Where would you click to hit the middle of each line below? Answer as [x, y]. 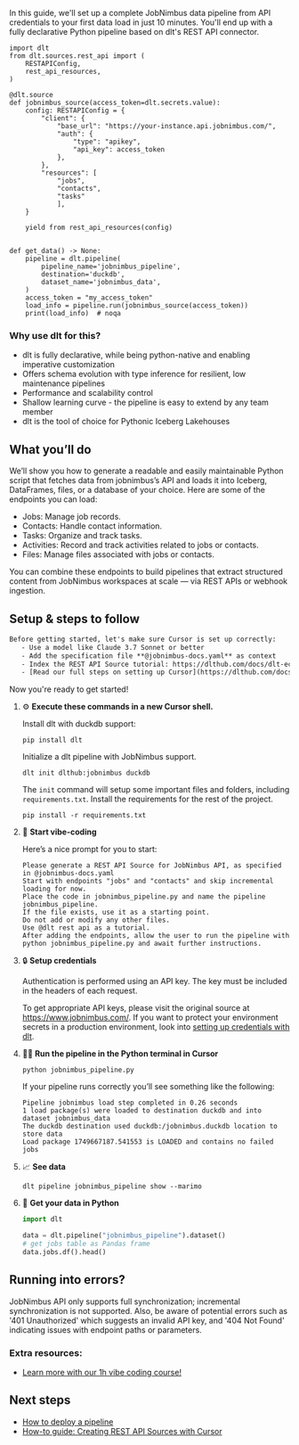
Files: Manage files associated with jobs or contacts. [118, 554]
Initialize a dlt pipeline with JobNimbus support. [109, 757]
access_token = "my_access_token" [89, 298]
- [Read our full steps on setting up [93, 672]
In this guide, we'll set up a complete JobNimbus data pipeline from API [140, 13]
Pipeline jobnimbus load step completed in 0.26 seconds [130, 1103]
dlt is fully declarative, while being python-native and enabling [136, 355]
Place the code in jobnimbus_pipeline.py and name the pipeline [144, 897]
